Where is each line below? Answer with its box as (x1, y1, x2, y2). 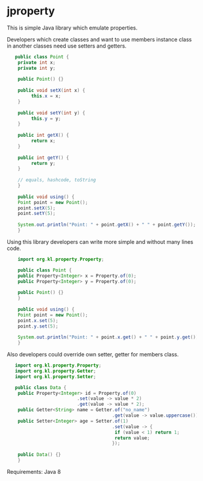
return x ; (31, 138, 56, 144)
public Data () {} (17, 452, 61, 458)
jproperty (7, 4, 55, 18)
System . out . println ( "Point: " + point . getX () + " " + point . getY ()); (17, 222, 196, 228)
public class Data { (14, 384, 67, 391)
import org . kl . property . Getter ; (14, 368, 96, 374)
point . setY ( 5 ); (17, 211, 56, 217)
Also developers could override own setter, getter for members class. (7, 351, 180, 358)
